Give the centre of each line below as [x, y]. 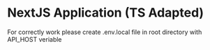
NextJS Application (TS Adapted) [106, 13]
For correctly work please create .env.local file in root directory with [105, 32]
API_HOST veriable [35, 39]
